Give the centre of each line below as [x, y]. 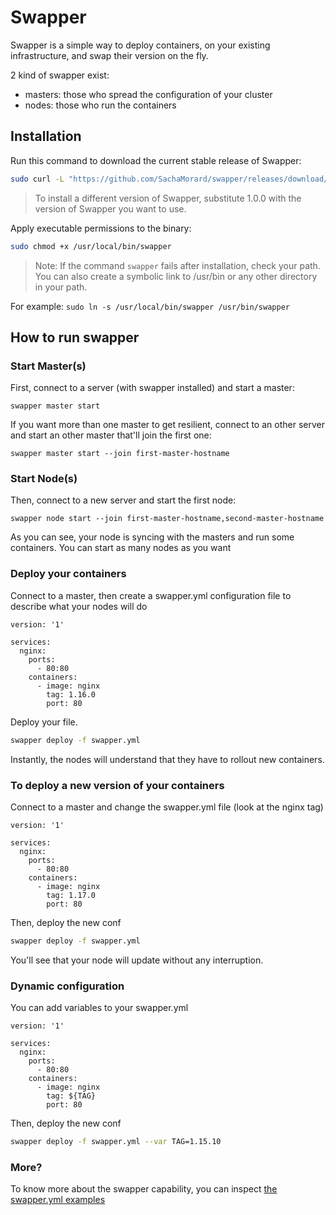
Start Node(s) [44, 479]
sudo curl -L [37, 179]
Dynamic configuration [67, 986]
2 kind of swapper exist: [60, 75]
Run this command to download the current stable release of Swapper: [156, 160]
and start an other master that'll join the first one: [111, 435]
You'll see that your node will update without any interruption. [137, 960]
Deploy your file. [44, 722]
